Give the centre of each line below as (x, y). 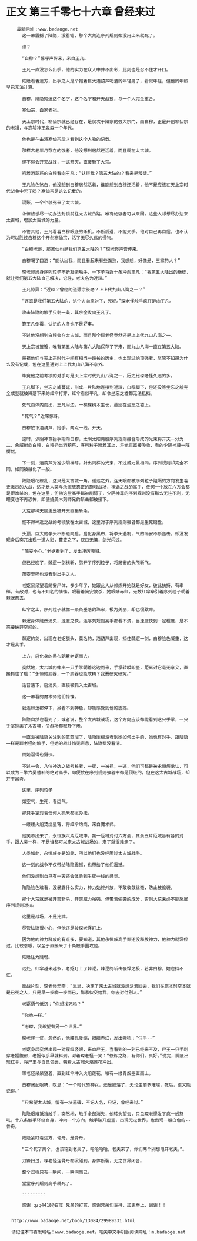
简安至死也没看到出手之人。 (50, 574)
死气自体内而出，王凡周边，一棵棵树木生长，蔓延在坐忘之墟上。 (87, 405)
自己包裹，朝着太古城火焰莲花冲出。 (78, 1062)
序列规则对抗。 (21, 905)
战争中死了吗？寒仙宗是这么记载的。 (48, 191)
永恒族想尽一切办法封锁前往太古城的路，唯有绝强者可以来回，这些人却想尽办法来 (105, 214)
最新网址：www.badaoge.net (47, 29)
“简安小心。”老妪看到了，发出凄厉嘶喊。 (63, 551)
